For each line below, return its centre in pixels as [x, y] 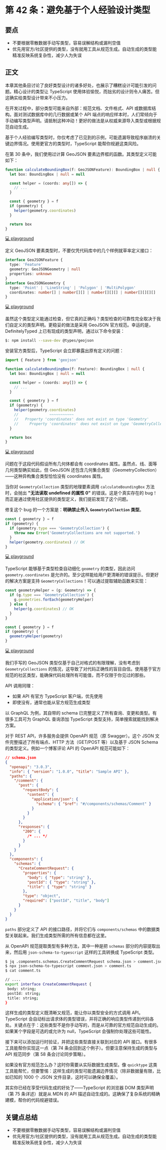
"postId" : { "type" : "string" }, [62, 882]
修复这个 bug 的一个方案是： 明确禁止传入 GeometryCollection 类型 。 [75, 510]
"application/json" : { [55, 799]
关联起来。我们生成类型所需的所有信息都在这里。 [59, 935]
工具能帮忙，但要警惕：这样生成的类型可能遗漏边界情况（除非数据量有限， [81, 1071]
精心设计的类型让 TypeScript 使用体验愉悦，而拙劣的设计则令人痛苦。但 [86, 91]
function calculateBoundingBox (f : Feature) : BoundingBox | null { [75, 369]
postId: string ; [24, 993]
